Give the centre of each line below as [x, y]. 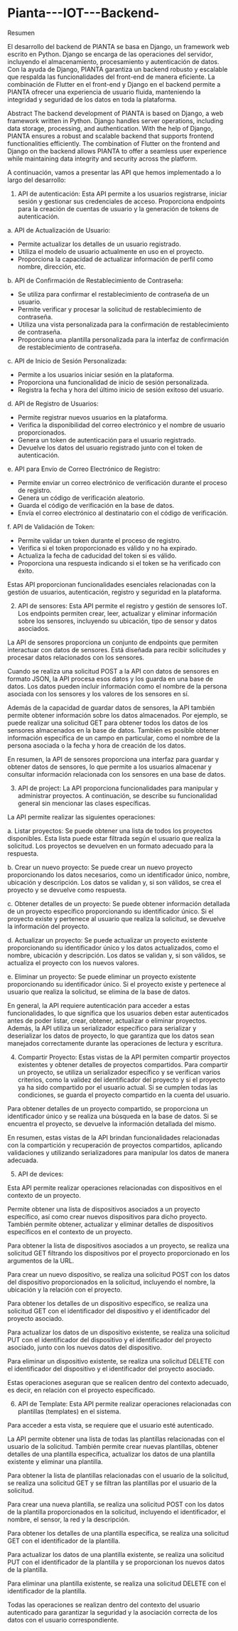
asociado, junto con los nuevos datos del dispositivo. [85, 1347]
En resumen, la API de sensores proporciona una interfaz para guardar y [113, 759]
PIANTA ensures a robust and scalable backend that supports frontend [111, 136]
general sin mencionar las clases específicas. [84, 803]
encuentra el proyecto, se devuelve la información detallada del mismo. [112, 1123]
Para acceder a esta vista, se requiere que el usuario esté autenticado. [111, 1425]
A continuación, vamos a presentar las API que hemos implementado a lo [114, 172]
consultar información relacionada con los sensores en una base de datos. [117, 774]
